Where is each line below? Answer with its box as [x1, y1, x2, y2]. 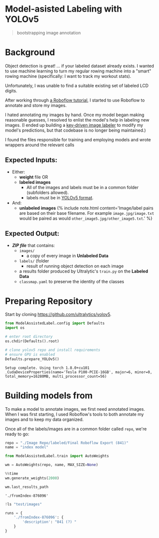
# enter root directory [5, 334, 53, 339]
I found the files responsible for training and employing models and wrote [5, 137, 151, 142]
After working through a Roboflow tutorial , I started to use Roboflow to [5, 97, 145, 103]
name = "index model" [5, 445, 49, 450]
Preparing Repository [5, 295, 93, 307]
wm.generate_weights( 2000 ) [5, 475, 59, 481]
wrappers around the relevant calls [5, 142, 74, 148]
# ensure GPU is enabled [5, 352, 55, 357]
